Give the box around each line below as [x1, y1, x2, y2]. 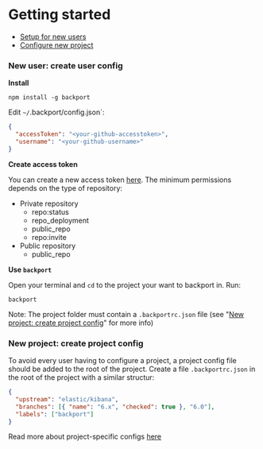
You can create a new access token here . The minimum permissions [8, 175, 232, 184]
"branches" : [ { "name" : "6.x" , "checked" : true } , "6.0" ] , [15, 403, 215, 411]
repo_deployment [31, 215, 90, 225]
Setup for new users [19, 32, 87, 41]
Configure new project [19, 40, 94, 49]
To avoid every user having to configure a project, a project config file [8, 356, 237, 366]
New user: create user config [8, 60, 123, 71]
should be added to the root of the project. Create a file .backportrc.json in [8, 364, 256, 374]
